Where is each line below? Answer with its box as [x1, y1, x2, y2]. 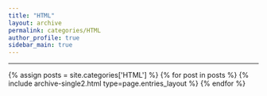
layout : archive [8, 19, 62, 27]
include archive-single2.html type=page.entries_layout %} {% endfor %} [8, 79, 246, 88]
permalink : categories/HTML [8, 26, 102, 34]
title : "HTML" [8, 11, 56, 20]
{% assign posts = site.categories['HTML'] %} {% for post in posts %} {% [8, 71, 250, 80]
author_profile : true [8, 33, 80, 42]
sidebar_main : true [8, 41, 73, 49]
